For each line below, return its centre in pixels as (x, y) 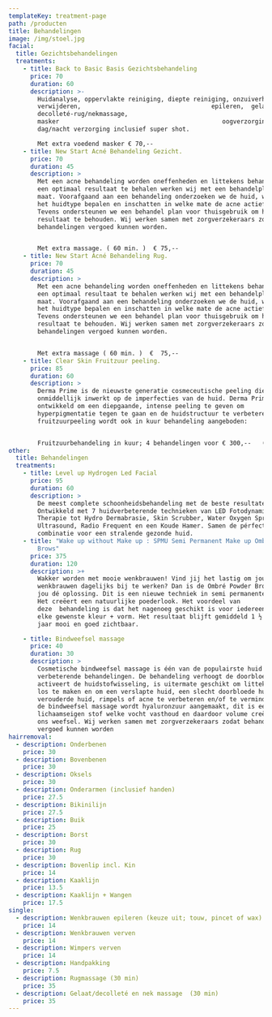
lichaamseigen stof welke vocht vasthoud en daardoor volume (143, 714)
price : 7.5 (41, 971)
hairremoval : (30, 737)
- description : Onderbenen (61, 744)
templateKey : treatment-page (57, 16)
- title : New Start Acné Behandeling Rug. (96, 256)
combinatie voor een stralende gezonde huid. (116, 534)
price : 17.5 (43, 903)
